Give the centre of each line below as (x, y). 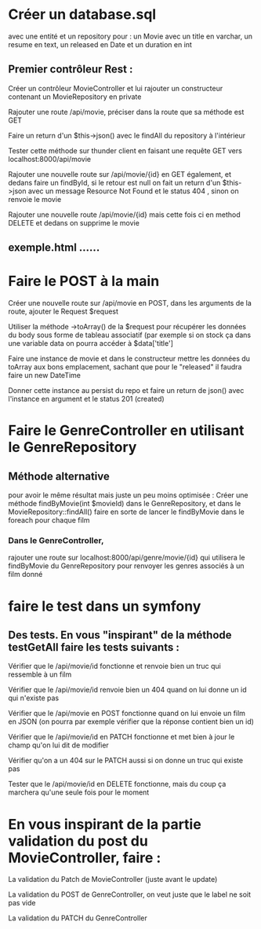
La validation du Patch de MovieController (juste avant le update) (113, 879)
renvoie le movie (35, 199)
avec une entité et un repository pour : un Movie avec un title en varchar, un (130, 36)
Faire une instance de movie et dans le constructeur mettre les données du (129, 358)
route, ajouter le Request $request (63, 311)
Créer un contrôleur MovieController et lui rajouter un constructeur (116, 88)
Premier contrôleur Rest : (71, 70)
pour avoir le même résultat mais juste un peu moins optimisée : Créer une (128, 495)
